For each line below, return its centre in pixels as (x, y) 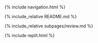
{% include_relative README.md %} (41, 16)
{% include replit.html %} (30, 35)
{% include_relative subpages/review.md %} (49, 26)
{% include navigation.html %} (35, 7)
